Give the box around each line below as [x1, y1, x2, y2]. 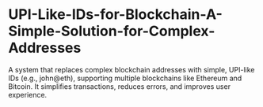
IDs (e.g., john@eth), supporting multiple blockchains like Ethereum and [8, 73, 242, 83]
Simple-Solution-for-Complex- [8, 22, 215, 40]
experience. [8, 90, 48, 99]
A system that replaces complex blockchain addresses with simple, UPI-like [8, 65, 255, 74]
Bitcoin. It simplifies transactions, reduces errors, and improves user [8, 81, 231, 91]
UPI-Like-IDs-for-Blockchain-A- [8, 6, 223, 24]
